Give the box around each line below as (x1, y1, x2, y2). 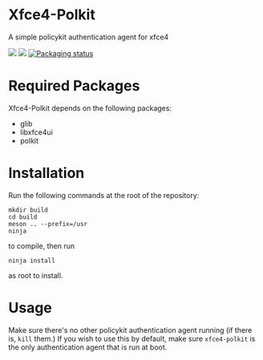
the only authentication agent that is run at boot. (8, 342, 168, 352)
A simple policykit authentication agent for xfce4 (8, 32, 169, 42)
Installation (8, 164, 85, 182)
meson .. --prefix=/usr (8, 220, 88, 228)
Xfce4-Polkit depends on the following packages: (8, 103, 172, 113)
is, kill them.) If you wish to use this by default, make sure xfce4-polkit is (8, 334, 256, 343)
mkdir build (8, 206, 48, 214)
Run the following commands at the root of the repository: (8, 190, 200, 200)
